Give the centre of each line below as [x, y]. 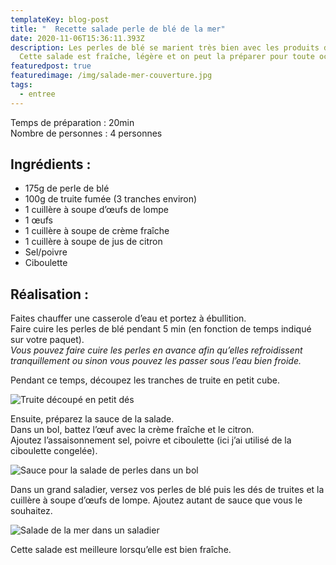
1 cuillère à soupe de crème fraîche [97, 231]
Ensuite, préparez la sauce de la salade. [92, 419]
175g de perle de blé [67, 188]
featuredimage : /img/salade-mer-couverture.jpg [111, 76]
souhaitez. [31, 511]
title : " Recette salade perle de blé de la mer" [118, 29]
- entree [37, 94]
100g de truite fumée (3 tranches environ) [111, 199]
